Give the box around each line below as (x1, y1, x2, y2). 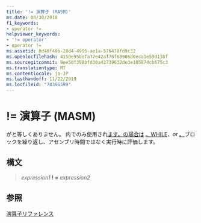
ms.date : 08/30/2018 (6, 14, 58, 20)
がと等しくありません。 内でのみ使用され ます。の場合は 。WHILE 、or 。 (6, 130, 185, 137)
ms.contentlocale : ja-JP (6, 71, 69, 77)
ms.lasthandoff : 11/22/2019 (6, 76, 77, 82)
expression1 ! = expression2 (20, 174, 90, 181)
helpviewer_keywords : (6, 31, 61, 37)
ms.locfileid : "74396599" (6, 82, 71, 88)
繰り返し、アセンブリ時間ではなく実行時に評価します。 (22, 138, 158, 145)
